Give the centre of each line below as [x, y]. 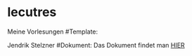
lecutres [32, 12]
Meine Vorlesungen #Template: [53, 31]
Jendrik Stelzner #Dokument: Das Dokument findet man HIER [96, 45]
